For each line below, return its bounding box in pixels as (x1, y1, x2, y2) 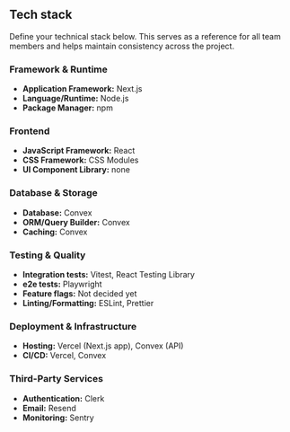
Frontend (9, 125, 50, 137)
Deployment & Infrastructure (9, 320, 137, 332)
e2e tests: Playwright (22, 278, 102, 289)
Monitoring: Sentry (22, 412, 94, 423)
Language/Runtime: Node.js (22, 93, 129, 104)
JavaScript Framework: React (22, 145, 136, 156)
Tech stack (9, 7, 73, 22)
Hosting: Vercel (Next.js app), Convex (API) (22, 340, 184, 351)
